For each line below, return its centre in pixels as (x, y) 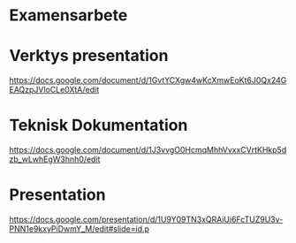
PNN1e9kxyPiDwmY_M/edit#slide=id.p (80, 229)
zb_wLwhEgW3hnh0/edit (55, 159)
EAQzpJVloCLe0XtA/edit (54, 90)
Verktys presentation (89, 56)
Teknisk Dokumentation (99, 125)
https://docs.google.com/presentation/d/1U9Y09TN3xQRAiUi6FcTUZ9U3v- (146, 219)
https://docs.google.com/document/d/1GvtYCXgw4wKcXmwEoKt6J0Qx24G (148, 80)
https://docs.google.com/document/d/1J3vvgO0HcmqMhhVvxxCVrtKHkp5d (148, 150)
